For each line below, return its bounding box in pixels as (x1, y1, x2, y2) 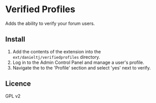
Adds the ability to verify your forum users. (5, 20, 95, 26)
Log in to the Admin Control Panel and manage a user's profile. (12, 59, 145, 65)
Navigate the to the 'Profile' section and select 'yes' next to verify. (12, 64, 151, 71)
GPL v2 (5, 93, 21, 99)
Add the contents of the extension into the (12, 48, 101, 54)
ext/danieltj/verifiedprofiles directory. (12, 54, 101, 60)
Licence (5, 80, 32, 88)
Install (5, 35, 25, 44)
